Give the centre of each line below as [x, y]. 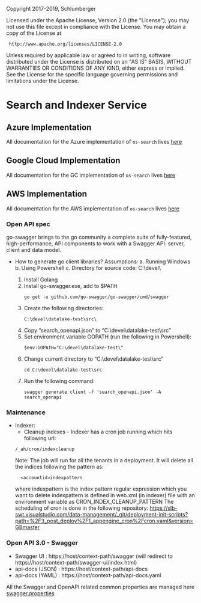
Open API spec [28, 224]
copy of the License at [34, 33]
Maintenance [26, 412]
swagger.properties [31, 593]
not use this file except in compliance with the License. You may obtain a [96, 27]
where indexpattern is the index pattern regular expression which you [101, 489]
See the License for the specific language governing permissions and [92, 74]
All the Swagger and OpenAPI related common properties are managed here [100, 587]
